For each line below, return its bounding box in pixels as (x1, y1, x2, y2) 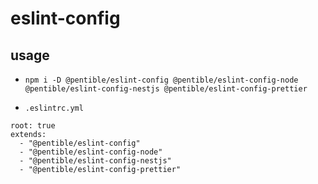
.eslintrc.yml (24, 103, 84, 113)
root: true (10, 121, 56, 131)
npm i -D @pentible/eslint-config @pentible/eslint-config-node (24, 75, 299, 85)
